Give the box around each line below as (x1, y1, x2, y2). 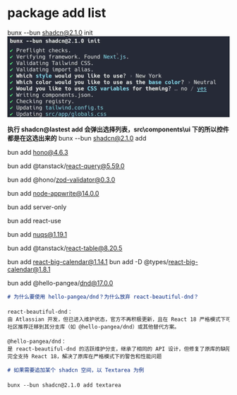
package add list (7, 5, 107, 21)
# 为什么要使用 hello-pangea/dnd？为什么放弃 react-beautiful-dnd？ (7, 293, 199, 301)
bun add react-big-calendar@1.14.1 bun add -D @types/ (7, 258, 169, 266)
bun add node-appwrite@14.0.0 (7, 189, 99, 198)
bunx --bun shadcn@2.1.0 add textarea (7, 382, 121, 389)
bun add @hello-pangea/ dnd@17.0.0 (7, 279, 114, 288)
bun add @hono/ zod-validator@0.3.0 (7, 175, 116, 184)
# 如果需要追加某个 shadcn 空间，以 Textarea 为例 (7, 366, 145, 374)
